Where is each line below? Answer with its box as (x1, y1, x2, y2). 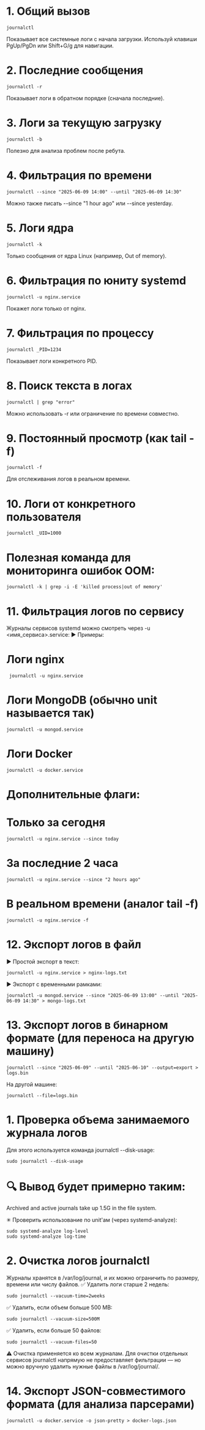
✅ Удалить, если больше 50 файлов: (6, 1326, 102, 1334)
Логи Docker (6, 747, 73, 761)
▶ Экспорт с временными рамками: (6, 981, 102, 988)
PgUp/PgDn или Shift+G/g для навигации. (6, 42, 114, 49)
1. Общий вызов (6, 4, 91, 18)
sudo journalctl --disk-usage (6, 1158, 84, 1164)
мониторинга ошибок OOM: (6, 564, 155, 578)
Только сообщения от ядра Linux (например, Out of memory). (6, 252, 167, 259)
